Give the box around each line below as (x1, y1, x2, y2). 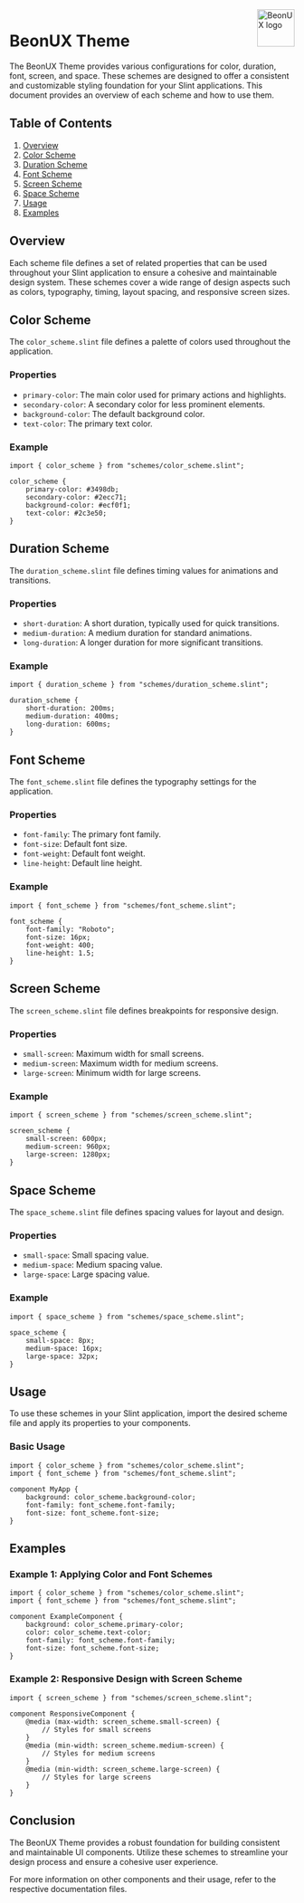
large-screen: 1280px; (25, 1150, 111, 1159)
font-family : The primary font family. (22, 829, 161, 840)
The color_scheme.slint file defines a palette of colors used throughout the (9, 337, 291, 347)
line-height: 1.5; (25, 948, 95, 957)
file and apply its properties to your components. (9, 1418, 192, 1429)
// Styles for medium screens (42, 1748, 156, 1758)
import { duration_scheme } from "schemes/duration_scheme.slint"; (9, 680, 270, 690)
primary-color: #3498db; (25, 484, 119, 494)
